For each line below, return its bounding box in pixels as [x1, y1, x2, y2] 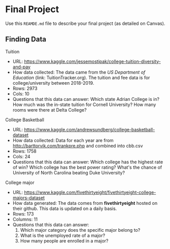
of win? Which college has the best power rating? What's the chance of [12, 164, 162, 170]
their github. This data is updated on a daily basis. [12, 205, 117, 211]
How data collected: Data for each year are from [12, 137, 114, 143]
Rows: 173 [12, 210, 34, 217]
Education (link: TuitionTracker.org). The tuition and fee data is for [12, 75, 150, 81]
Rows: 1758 [12, 148, 37, 154]
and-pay [12, 63, 31, 69]
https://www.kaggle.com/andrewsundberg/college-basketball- [24, 126, 155, 132]
